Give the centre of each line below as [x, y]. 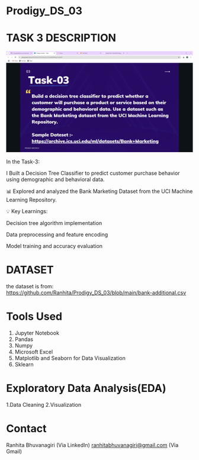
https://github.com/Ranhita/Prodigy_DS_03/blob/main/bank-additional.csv [96, 292]
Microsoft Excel [34, 352]
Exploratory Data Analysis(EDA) [86, 388]
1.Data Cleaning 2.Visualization [44, 404]
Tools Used [34, 316]
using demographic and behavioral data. [55, 179]
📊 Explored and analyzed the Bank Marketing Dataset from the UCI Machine [99, 191]
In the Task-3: [23, 162]
